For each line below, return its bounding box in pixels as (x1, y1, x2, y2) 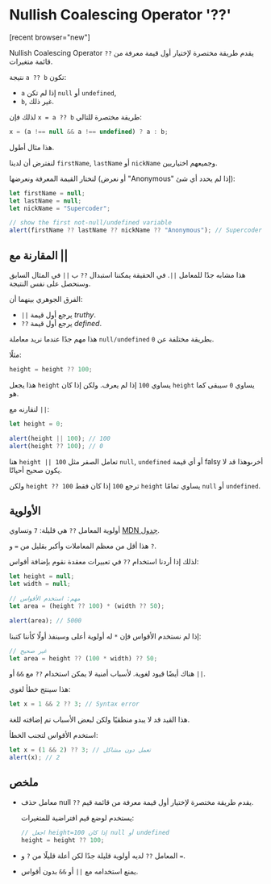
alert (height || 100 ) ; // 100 (9, 434, 111, 442)
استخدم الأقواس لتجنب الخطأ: (9, 731, 98, 740)
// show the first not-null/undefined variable (9, 219, 173, 227)
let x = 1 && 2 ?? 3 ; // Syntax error (9, 700, 140, 708)
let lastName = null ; (9, 196, 82, 205)
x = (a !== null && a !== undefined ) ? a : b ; (9, 128, 169, 136)
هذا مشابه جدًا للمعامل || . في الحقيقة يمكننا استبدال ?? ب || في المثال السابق (9, 270, 246, 279)
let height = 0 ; (9, 420, 64, 428)
